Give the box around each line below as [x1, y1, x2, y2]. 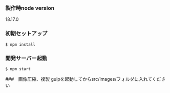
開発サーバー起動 [5, 54, 48, 61]
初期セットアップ [5, 30, 48, 37]
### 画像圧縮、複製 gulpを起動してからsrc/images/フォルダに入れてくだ [5, 76, 161, 82]
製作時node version [5, 4, 55, 11]
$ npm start [5, 66, 31, 72]
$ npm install [5, 42, 36, 47]
